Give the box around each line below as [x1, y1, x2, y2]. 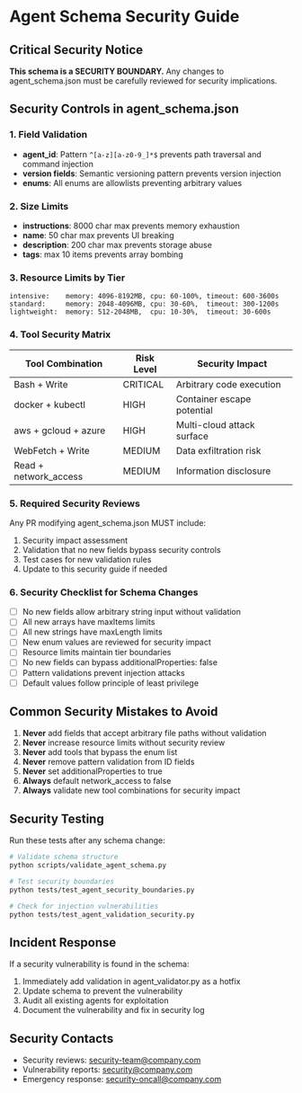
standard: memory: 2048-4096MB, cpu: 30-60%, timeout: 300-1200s [9, 299, 280, 309]
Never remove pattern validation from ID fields [22, 757, 195, 768]
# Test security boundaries [9, 877, 115, 886]
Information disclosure [175, 465, 271, 477]
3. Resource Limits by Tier [9, 271, 126, 284]
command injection [22, 158, 94, 169]
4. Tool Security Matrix [9, 328, 111, 341]
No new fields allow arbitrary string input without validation [22, 607, 241, 618]
